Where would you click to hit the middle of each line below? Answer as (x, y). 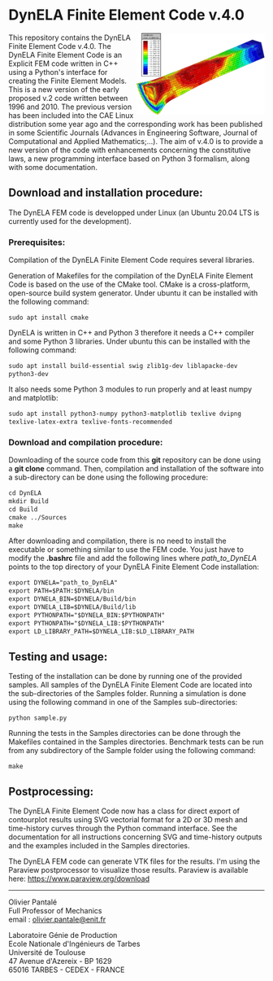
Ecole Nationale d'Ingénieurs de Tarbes (74, 944)
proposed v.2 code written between (68, 98)
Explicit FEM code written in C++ (63, 64)
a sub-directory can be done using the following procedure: (108, 477)
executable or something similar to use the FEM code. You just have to (126, 550)
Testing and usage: (58, 657)
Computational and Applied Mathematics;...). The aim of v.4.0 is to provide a (136, 141)
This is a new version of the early (64, 89)
